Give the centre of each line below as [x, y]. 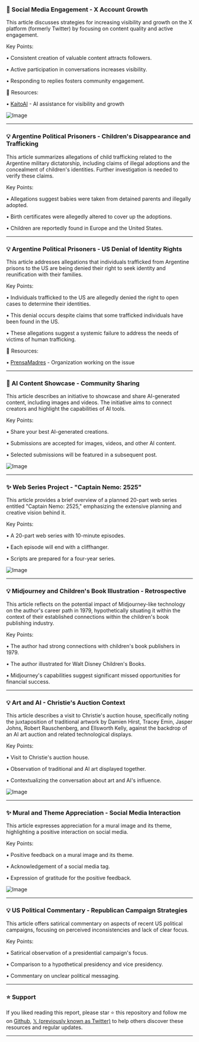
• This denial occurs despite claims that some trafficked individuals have [95, 315]
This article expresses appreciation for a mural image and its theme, [89, 826]
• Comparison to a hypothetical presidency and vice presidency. [85, 964]
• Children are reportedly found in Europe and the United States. [85, 228]
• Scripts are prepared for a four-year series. [61, 559]
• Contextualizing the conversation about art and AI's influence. [84, 780]
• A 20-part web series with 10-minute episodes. [66, 536]
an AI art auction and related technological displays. [70, 735]
